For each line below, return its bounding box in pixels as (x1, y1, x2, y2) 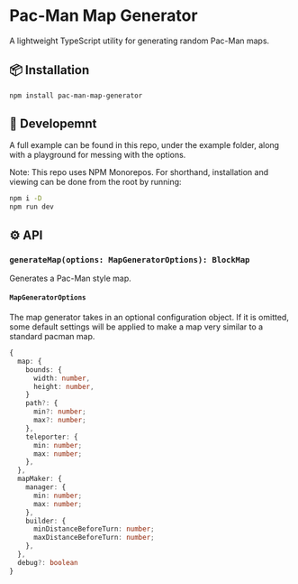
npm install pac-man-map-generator (9, 91, 143, 100)
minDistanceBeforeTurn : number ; (32, 524, 155, 533)
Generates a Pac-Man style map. (9, 273, 132, 283)
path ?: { (25, 399, 59, 408)
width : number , (32, 374, 91, 383)
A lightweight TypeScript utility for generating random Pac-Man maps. (9, 35, 270, 46)
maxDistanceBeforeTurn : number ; (32, 533, 155, 542)
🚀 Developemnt (9, 116, 97, 132)
